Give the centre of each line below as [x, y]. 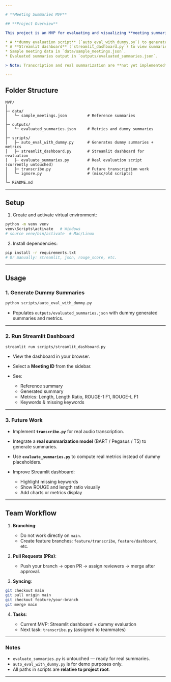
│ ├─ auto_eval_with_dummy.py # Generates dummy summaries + [79, 142]
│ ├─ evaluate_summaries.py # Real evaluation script [74, 160]
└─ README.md [19, 182]
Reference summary [41, 386]
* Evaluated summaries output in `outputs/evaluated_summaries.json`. [82, 56]
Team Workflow [31, 513]
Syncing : [22, 581]
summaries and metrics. [38, 318]
